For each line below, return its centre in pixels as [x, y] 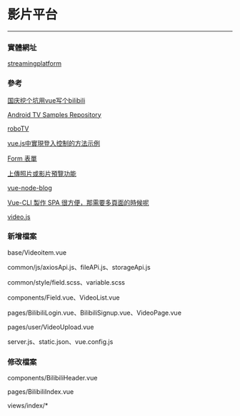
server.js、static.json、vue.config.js [60, 341]
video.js [19, 217]
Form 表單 [22, 158]
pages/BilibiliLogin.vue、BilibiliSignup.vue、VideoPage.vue [95, 313]
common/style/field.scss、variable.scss [66, 282]
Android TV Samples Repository [54, 114]
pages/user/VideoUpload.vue [51, 327]
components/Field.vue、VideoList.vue [64, 298]
